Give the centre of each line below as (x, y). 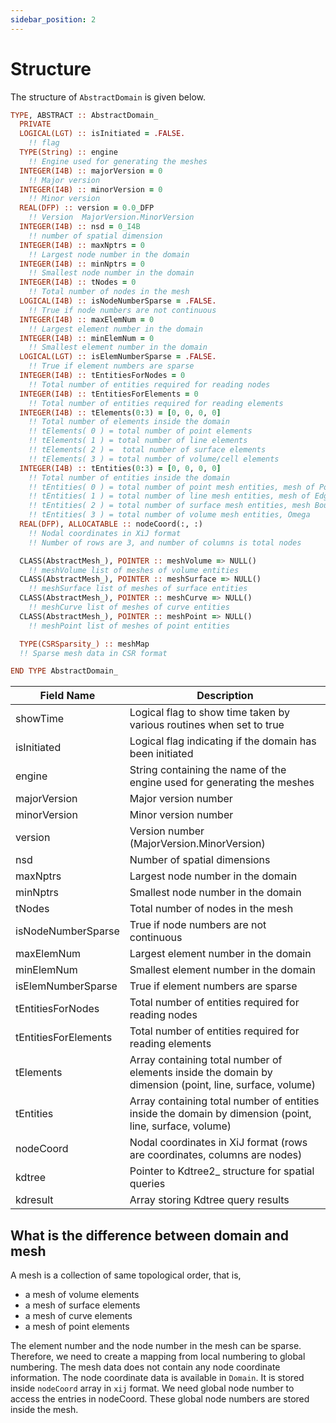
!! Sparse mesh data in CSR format (93, 653)
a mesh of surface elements (82, 1305)
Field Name (67, 696)
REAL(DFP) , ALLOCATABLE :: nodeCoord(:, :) (111, 524)
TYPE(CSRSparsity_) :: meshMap (84, 644)
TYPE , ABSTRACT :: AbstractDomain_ (84, 115)
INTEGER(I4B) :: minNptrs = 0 (82, 264)
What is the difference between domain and (149, 1235)
